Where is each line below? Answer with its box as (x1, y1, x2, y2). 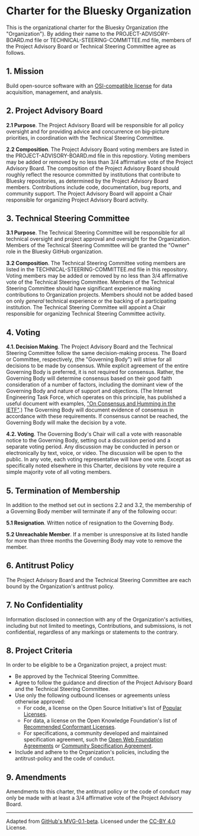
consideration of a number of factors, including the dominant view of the (6, 381, 184, 388)
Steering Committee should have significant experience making (6, 285, 161, 292)
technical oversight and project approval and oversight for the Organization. (6, 235, 191, 243)
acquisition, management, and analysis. (6, 88, 102, 96)
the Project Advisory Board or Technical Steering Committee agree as (6, 43, 176, 50)
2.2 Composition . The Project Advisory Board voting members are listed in (6, 146, 189, 153)
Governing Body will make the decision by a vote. (6, 419, 127, 426)
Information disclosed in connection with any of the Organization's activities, (6, 615, 193, 623)
